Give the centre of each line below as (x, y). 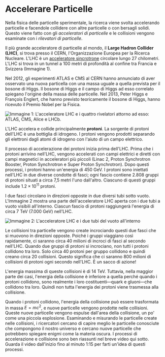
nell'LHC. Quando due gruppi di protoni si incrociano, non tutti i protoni (77, 246)
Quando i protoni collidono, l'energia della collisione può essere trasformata (82, 301)
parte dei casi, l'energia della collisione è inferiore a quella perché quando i (81, 276)
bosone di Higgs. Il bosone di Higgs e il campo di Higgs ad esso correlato (80, 89)
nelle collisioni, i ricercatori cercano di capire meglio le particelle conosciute (82, 324)
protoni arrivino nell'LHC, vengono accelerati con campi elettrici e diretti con (82, 154)
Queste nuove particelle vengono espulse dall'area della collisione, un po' (80, 313)
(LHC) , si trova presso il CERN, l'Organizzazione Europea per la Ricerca (78, 53)
